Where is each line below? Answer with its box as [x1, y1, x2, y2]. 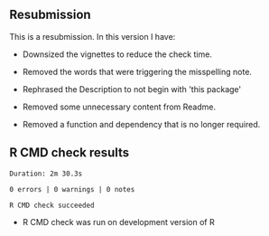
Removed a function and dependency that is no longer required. [22, 118, 261, 129]
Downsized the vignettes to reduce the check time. [22, 49, 212, 60]
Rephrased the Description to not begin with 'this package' [22, 83, 242, 94]
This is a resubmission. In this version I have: [9, 31, 176, 42]
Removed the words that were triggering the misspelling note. [22, 66, 253, 77]
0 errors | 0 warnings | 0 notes [9, 184, 135, 194]
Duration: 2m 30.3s [9, 169, 83, 178]
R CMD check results [9, 145, 130, 161]
